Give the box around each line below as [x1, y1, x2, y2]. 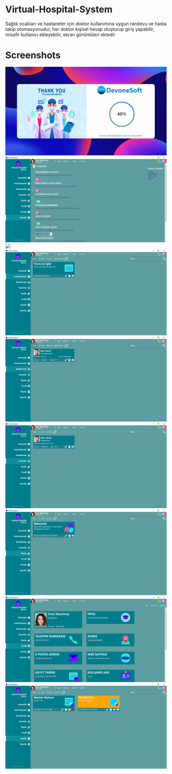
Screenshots [5, 50, 61, 61]
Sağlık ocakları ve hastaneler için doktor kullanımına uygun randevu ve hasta [5, 21, 167, 27]
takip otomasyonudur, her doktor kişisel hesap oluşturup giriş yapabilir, [5, 26, 155, 32]
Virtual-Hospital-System [5, 4, 113, 15]
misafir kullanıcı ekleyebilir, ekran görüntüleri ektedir [5, 31, 116, 37]
